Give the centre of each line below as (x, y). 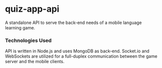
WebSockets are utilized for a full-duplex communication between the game (81, 56)
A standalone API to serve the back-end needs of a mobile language (73, 23)
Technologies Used (28, 40)
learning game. (20, 27)
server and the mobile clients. (35, 62)
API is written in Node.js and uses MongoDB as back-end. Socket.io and (77, 51)
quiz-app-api (32, 9)
